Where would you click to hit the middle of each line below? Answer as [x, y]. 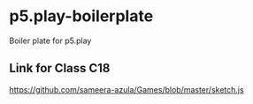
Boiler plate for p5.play [50, 41]
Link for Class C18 [60, 68]
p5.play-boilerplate [81, 16]
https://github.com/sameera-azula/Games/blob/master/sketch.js [127, 89]
